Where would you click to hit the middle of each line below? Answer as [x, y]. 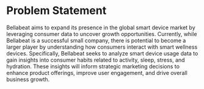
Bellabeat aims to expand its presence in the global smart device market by [101, 27]
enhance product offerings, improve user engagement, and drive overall [97, 73]
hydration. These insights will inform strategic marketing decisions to [93, 66]
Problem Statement [56, 11]
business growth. [28, 79]
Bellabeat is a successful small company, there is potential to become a [96, 40]
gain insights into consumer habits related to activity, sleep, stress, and [96, 60]
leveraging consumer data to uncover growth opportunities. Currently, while [102, 34]
